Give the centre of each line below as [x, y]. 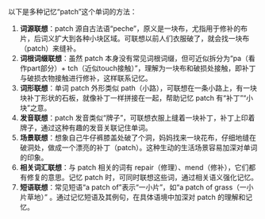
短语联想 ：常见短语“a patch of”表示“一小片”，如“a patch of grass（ [130, 187]
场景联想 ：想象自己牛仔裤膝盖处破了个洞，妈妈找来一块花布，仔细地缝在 [138, 138]
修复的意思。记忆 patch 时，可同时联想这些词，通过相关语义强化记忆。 [142, 177]
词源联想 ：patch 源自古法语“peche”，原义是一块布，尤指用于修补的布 [134, 29]
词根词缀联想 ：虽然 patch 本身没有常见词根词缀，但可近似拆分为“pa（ [134, 58]
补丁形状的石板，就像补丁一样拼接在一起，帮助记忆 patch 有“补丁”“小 [140, 98]
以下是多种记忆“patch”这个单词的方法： [73, 12]
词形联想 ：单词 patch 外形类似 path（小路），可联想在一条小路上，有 [131, 88]
